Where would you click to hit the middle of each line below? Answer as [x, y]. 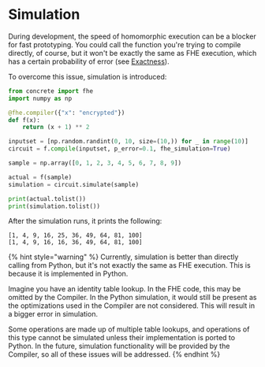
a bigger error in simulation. [53, 314]
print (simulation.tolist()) [54, 206]
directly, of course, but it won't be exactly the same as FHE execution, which [132, 53]
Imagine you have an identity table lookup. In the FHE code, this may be [125, 289]
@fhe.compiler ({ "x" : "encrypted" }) [67, 113]
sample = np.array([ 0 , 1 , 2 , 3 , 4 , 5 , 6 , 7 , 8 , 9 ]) [95, 163]
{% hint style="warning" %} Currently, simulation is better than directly [123, 257]
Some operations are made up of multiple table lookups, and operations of [129, 329]
